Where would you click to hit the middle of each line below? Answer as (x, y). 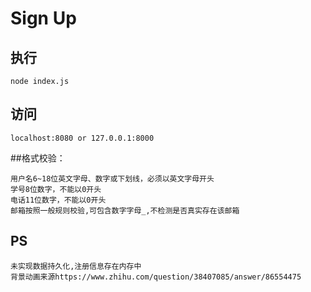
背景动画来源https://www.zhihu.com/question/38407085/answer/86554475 (156, 277)
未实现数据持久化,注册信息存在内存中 (76, 266)
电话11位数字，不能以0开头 (58, 200)
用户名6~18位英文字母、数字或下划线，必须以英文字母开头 (112, 178)
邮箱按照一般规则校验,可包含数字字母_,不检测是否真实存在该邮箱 (125, 210)
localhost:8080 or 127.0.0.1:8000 (82, 138)
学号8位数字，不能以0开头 (56, 189)
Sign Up (43, 18)
